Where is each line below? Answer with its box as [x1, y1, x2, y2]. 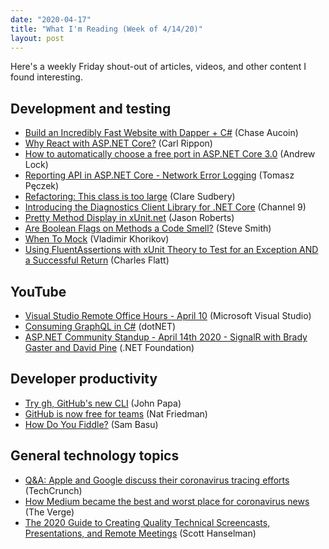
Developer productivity [10, 371, 158, 388]
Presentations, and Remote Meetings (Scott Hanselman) [24, 527, 257, 539]
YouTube [10, 283, 67, 300]
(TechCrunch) [24, 484, 83, 496]
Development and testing [10, 100, 172, 117]
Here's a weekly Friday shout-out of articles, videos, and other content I [10, 61, 307, 73]
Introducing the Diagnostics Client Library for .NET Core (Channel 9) [24, 201, 307, 213]
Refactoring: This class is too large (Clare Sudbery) [24, 191, 236, 203]
